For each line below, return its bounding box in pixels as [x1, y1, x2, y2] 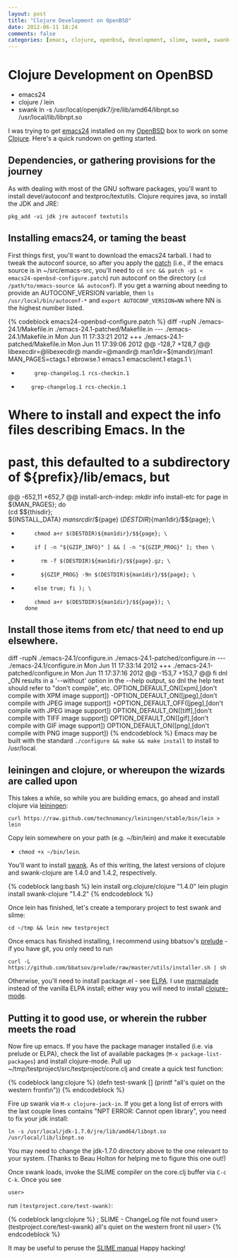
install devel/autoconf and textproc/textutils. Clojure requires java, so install [8, 191, 227, 200]
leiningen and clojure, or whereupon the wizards [8, 764, 225, 776]
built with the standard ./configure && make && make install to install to [8, 736, 220, 745]
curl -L [8, 958, 31, 965]
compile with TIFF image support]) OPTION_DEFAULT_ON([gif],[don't [8, 714, 209, 722]
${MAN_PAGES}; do [8, 500, 66, 509]
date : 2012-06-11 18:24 [8, 23, 78, 30]
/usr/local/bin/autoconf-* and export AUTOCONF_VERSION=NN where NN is [8, 296, 222, 305]
